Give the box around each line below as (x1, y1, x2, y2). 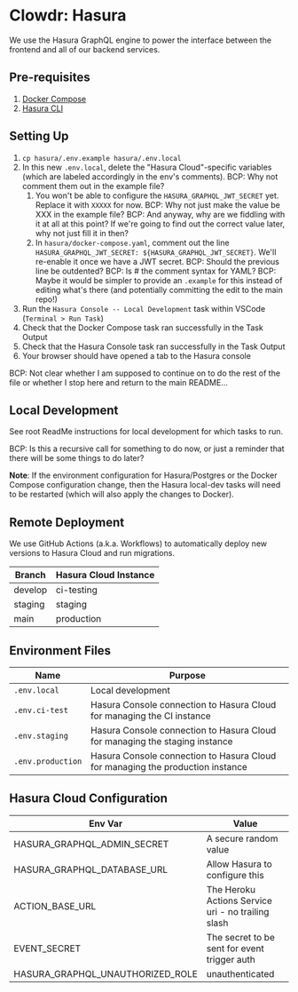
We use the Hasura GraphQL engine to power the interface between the (9, 35, 272, 45)
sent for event (206, 942, 264, 955)
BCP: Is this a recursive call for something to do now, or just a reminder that (9, 443, 286, 454)
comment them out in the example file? (21, 180, 165, 191)
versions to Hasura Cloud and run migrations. (9, 548, 176, 559)
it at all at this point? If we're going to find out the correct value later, (35, 218, 286, 229)
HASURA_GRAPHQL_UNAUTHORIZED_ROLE (13, 967, 198, 980)
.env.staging (13, 731, 69, 741)
